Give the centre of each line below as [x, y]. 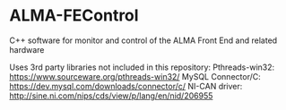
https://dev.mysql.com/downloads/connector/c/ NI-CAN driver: [126, 86]
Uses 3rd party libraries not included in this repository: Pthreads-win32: [142, 67]
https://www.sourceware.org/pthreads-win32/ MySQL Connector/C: [135, 76]
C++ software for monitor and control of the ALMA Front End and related [143, 40]
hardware [27, 49]
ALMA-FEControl [74, 16]
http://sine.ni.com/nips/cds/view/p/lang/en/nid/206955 [111, 96]
